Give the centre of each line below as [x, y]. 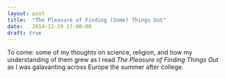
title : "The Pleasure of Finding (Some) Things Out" [87, 20]
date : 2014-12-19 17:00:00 [49, 26]
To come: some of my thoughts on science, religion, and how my [100, 52]
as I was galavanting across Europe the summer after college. [96, 67]
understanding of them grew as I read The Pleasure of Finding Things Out [113, 60]
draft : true [24, 33]
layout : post [26, 13]
